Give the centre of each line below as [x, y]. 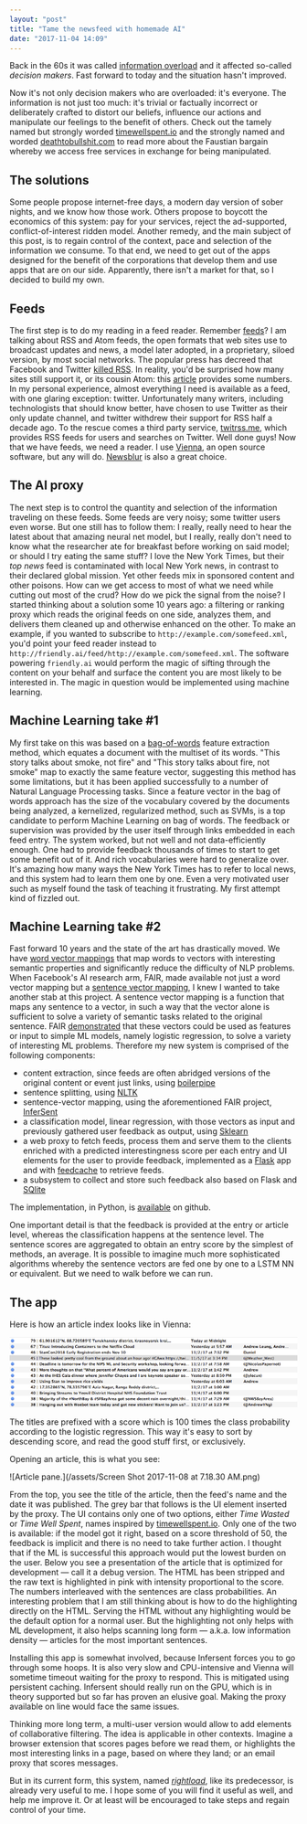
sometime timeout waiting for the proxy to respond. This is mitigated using [149, 1677]
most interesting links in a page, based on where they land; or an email [143, 1753]
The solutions [49, 180]
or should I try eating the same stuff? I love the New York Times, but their [147, 556]
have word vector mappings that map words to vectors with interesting [143, 959]
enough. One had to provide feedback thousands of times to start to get [145, 849]
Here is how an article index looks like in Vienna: [101, 1324]
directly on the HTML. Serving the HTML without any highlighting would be [150, 1611]
